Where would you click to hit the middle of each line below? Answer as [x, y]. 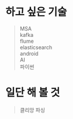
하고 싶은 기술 [36, 12]
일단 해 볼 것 [33, 93]
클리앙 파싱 [32, 110]
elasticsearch [36, 47]
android [29, 53]
